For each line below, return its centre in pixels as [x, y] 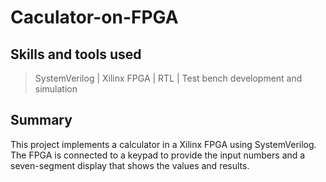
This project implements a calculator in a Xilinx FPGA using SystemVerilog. [163, 144]
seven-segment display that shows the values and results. [130, 165]
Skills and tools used [76, 54]
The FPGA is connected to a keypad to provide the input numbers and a [158, 155]
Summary [41, 120]
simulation [56, 89]
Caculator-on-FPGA [94, 17]
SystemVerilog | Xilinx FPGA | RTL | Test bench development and [168, 78]
